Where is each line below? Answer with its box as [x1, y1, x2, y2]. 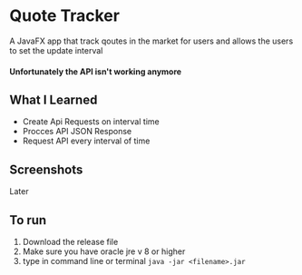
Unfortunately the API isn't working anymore [9, 65, 182, 77]
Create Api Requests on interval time [22, 116, 161, 127]
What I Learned [9, 92, 98, 107]
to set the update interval [9, 44, 103, 55]
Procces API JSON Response [22, 126, 132, 137]
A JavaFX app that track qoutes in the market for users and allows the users [9, 35, 294, 46]
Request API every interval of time [22, 135, 151, 146]
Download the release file [22, 236, 119, 247]
